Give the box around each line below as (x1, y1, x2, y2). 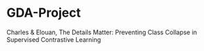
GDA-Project (6, 5, 81, 21)
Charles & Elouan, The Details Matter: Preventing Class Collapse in (6, 28, 198, 36)
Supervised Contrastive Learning (6, 35, 102, 43)
